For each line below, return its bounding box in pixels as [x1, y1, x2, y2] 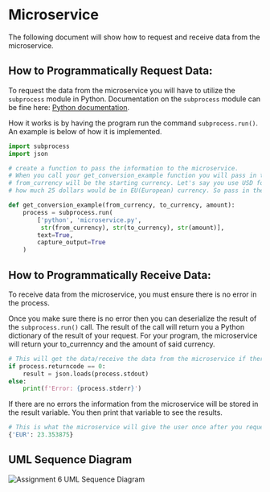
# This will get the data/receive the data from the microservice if [8, 355, 247, 363]
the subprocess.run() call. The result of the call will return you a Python [8, 322, 245, 331]
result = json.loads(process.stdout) [22, 370, 149, 378]
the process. [8, 297, 50, 307]
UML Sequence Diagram [8, 453, 133, 467]
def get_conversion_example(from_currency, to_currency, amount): [8, 201, 235, 209]
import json [8, 150, 48, 158]
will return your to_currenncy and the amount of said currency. [8, 339, 215, 349]
